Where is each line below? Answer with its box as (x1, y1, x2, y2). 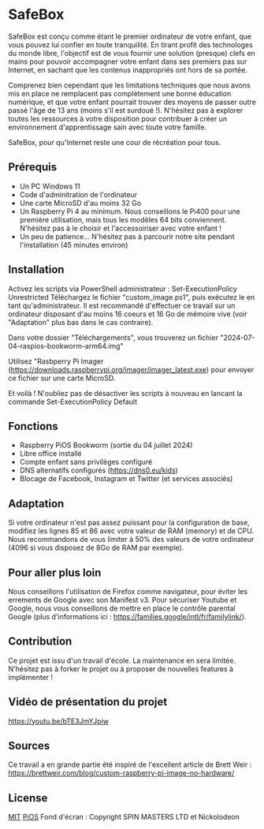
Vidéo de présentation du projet (8, 696, 168, 709)
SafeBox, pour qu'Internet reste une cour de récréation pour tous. (8, 137, 221, 147)
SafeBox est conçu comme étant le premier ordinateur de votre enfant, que (8, 32, 252, 41)
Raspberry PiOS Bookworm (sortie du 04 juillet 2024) (19, 440, 193, 450)
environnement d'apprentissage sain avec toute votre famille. (8, 122, 207, 132)
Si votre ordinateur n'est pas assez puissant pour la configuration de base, (8, 518, 251, 528)
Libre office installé (19, 449, 83, 458)
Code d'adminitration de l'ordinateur (19, 189, 138, 199)
